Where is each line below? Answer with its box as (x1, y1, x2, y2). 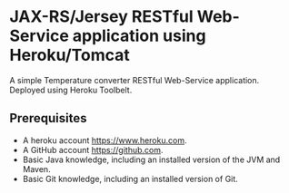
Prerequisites (9, 111, 87, 126)
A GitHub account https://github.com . (22, 144, 164, 155)
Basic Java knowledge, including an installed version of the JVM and (22, 154, 281, 165)
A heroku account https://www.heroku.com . (22, 134, 187, 146)
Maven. (22, 163, 52, 174)
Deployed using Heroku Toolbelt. (9, 84, 133, 95)
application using (72, 25, 206, 46)
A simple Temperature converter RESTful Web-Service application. (9, 74, 260, 85)
